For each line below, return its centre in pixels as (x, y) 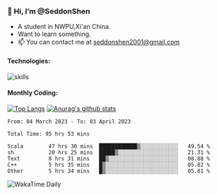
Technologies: (29, 61)
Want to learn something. (54, 34)
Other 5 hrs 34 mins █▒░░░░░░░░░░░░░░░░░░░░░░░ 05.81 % (109, 171)
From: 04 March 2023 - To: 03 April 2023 (69, 122)
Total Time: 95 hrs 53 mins (49, 134)
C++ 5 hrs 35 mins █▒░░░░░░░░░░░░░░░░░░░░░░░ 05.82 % (109, 165)
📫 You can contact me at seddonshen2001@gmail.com (99, 42)
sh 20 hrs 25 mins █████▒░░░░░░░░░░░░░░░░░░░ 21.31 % (109, 152)
